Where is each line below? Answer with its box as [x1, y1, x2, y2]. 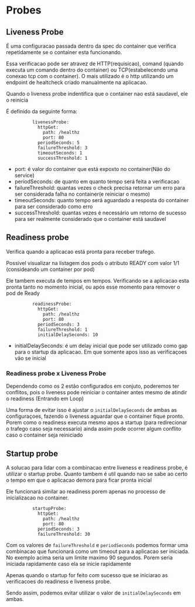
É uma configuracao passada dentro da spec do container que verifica [6, 42, 177, 49]
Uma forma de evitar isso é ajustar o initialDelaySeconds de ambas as [6, 407, 177, 414]
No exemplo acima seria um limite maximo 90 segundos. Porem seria [6, 554, 173, 561]
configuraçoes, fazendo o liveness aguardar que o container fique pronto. [6, 413, 184, 420]
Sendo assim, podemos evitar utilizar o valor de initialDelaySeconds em [6, 589, 182, 596]
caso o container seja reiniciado [6, 431, 83, 438]
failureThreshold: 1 [37, 327, 88, 333]
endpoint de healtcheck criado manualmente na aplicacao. [6, 79, 148, 86]
